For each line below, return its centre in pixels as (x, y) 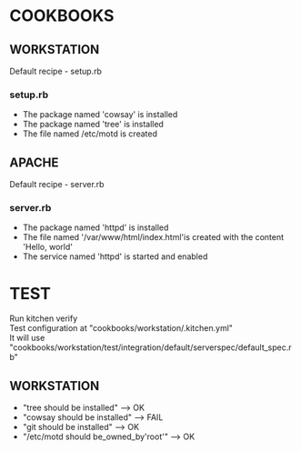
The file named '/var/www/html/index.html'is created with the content (153, 237)
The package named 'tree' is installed (93, 125)
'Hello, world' (47, 247)
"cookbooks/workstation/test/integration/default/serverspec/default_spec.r (151, 347)
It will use (27, 338)
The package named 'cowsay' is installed (100, 115)
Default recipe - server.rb (57, 185)
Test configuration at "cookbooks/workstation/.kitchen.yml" (121, 328)
